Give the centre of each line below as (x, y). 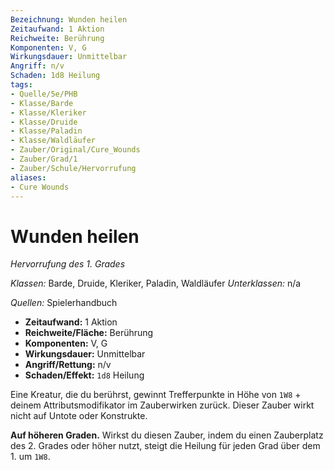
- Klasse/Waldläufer (53, 141)
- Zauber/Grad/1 (44, 159)
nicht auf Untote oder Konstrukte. (79, 416)
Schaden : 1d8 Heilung (55, 76)
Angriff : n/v (37, 66)
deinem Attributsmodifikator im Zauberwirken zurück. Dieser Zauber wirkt (162, 405)
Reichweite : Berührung (57, 38)
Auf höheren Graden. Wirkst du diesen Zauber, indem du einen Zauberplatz (167, 435)
